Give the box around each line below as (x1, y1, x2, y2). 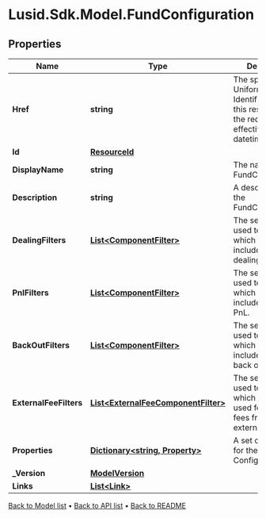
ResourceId (89, 147, 135, 157)
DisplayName (12, 164, 64, 175)
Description (12, 192, 58, 203)
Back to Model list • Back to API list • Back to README (8, 501, 186, 510)
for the (233, 445, 259, 455)
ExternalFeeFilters (12, 397, 83, 408)
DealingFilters (12, 235, 66, 245)
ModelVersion (89, 468, 145, 478)
